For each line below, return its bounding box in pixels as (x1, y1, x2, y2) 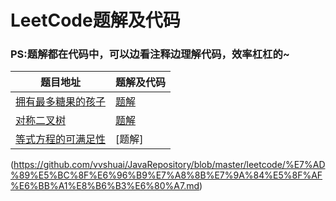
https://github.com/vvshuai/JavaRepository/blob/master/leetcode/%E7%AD (13, 159, 326, 171)
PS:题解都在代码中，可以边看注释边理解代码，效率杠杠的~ (10, 47, 290, 61)
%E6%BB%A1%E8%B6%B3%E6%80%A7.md (10, 180, 200, 192)
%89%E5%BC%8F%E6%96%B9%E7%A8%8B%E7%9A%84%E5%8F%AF (10, 169, 323, 181)
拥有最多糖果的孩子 (15, 95, 107, 109)
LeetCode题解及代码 (10, 9, 181, 32)
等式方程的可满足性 (15, 132, 107, 146)
